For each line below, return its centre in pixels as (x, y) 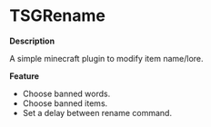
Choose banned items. (65, 103)
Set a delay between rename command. (97, 112)
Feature (24, 76)
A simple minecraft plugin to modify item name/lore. (106, 58)
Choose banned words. (66, 93)
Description (32, 41)
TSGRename (58, 16)
